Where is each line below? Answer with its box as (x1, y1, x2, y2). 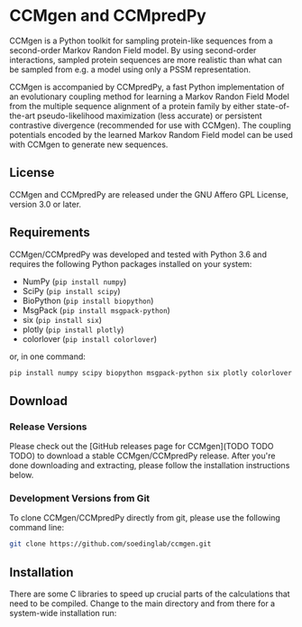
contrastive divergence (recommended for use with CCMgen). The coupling (9, 119, 291, 131)
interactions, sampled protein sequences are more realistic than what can (9, 54, 282, 65)
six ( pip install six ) (22, 314, 102, 325)
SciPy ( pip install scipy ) (22, 285, 121, 296)
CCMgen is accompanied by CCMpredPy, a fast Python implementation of (9, 81, 286, 92)
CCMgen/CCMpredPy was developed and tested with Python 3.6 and (9, 249, 268, 260)
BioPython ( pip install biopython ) (22, 295, 154, 306)
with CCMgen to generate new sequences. (9, 139, 169, 150)
